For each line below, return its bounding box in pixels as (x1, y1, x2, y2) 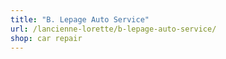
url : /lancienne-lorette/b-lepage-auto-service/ (10, 24, 217, 34)
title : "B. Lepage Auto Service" (10, 14, 150, 25)
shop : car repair (10, 33, 83, 43)
